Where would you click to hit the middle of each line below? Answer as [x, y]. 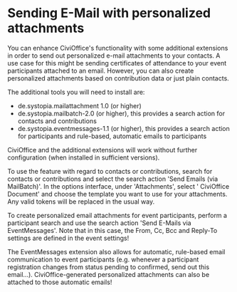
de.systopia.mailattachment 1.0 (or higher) [80, 105]
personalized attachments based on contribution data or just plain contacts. [118, 78]
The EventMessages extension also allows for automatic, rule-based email [116, 251]
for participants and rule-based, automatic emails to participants [112, 136]
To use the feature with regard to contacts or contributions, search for [110, 171]
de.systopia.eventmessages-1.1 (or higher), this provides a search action [123, 128]
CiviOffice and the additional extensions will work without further [102, 150]
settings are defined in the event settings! [68, 238]
